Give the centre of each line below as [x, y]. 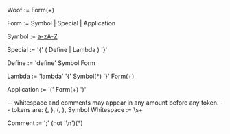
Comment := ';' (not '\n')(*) [45, 123]
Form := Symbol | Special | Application [61, 23]
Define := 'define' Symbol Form [51, 63]
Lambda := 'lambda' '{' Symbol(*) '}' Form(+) [71, 76]
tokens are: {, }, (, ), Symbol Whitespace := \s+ [77, 110]
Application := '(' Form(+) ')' [47, 89]
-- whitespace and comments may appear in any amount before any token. [113, 103]
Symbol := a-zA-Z [33, 36]
